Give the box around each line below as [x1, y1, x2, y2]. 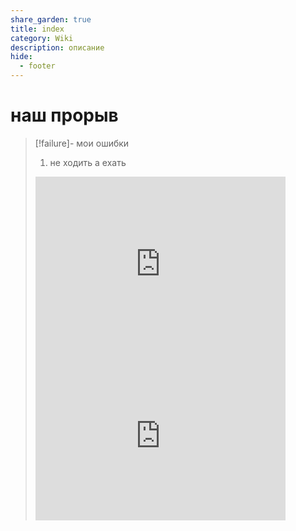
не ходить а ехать [49, 156, 127, 168]
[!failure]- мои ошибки [34, 137, 130, 149]
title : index [10, 24, 65, 34]
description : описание [10, 42, 105, 53]
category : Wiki [10, 33, 74, 43]
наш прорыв [10, 104, 119, 127]
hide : [10, 52, 33, 62]
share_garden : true [10, 14, 92, 25]
